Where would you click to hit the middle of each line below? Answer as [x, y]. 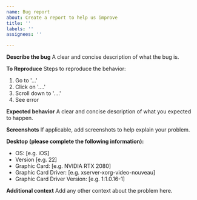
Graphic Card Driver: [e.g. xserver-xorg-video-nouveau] [85, 173]
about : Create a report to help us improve [62, 18]
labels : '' [20, 29]
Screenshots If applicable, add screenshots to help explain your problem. [98, 130]
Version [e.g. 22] [36, 160]
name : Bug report [28, 12]
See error [27, 100]
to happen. [20, 118]
